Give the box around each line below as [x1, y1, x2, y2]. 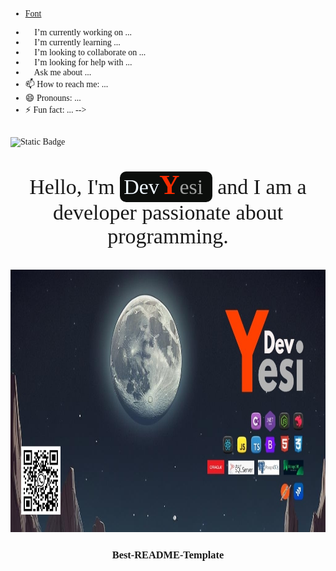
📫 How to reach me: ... [24, 79, 109, 89]
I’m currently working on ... [34, 27, 133, 38]
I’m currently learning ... [34, 37, 121, 48]
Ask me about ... [33, 67, 92, 78]
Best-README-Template [111, 548, 225, 561]
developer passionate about [52, 200, 284, 224]
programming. [107, 224, 229, 248]
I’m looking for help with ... [34, 57, 133, 68]
